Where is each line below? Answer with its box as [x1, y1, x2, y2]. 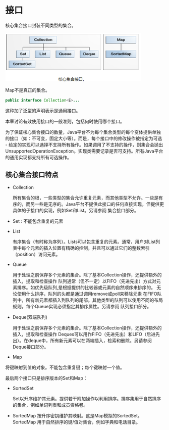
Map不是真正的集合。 [5, 87, 50, 93]
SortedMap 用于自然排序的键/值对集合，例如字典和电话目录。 [12, 419, 140, 425]
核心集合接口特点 [5, 170, 59, 179]
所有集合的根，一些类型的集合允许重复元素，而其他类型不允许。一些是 [12, 195, 159, 201]
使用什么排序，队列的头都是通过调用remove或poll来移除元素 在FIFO [17, 291, 157, 297]
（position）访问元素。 [12, 251, 61, 257]
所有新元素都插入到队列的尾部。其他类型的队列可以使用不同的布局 [26, 297, 163, 303]
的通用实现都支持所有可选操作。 [5, 154, 72, 160]
